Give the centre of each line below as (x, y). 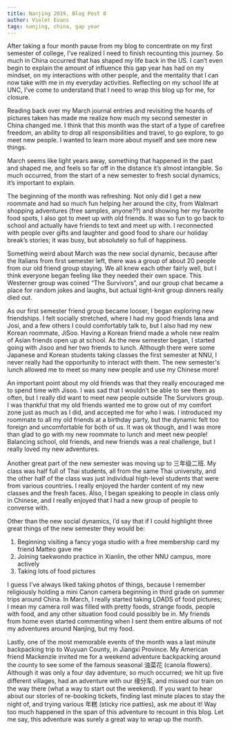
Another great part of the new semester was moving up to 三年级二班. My (112, 463)
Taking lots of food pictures (56, 571)
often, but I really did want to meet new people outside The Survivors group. (116, 398)
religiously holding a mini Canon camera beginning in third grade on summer (116, 592)
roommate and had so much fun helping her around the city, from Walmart (113, 204)
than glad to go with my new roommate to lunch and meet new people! (108, 434)
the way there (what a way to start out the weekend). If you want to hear (110, 689)
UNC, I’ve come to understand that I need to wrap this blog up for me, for (111, 90)
